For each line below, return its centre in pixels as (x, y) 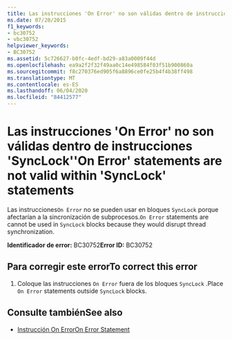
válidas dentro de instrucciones (100, 146)
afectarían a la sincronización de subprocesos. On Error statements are (108, 217)
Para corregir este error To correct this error (103, 267)
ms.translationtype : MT (41, 78)
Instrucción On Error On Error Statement (73, 329)
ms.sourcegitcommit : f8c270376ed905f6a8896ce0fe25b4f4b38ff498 (100, 71)
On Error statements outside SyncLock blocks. (82, 291)
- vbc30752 (23, 39)
